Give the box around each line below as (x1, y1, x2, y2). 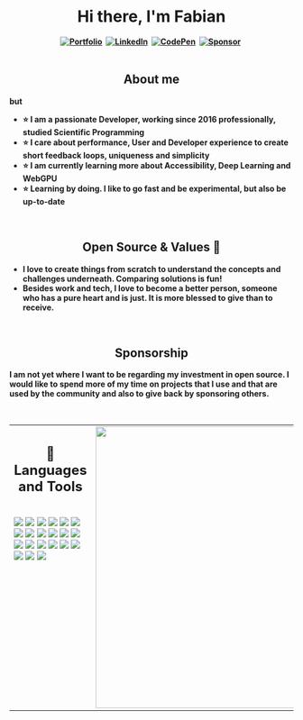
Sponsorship (115, 345, 188, 360)
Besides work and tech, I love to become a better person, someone (22, 282, 278, 294)
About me (123, 72, 180, 87)
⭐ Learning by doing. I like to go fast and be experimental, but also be (22, 183, 287, 194)
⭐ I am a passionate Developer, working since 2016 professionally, (22, 114, 277, 124)
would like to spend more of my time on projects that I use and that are (9, 378, 278, 389)
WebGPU (22, 173, 58, 184)
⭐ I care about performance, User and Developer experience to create (22, 137, 289, 148)
